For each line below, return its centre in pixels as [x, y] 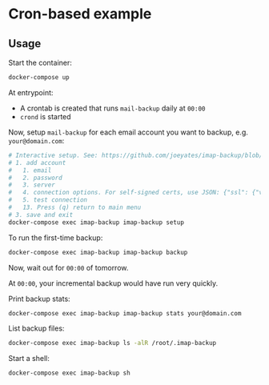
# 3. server [32, 185]
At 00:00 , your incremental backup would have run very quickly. [113, 283]
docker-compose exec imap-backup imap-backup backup [98, 252]
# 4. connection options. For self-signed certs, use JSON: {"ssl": [128, 193]
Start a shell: [29, 359]
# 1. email [30, 170]
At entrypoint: [31, 92]
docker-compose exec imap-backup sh [69, 373]
